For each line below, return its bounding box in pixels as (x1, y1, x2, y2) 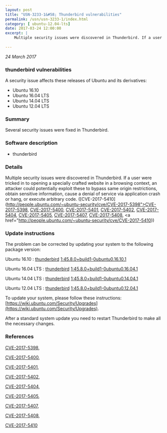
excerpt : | (5, 31, 28, 36)
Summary (5, 116, 30, 123)
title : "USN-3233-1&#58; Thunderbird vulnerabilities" (5, 12, 122, 17)
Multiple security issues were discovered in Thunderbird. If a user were (5, 175, 152, 181)
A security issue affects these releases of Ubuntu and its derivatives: (5, 78, 147, 84)
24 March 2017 (5, 54, 36, 60)
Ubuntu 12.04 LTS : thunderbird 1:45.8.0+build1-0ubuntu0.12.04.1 (5, 285, 138, 291)
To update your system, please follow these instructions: (5, 295, 121, 301)
